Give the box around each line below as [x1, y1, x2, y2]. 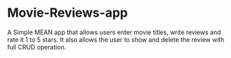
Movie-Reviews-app [7, 5, 128, 21]
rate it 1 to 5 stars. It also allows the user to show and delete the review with [7, 35, 225, 43]
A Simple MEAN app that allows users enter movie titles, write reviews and [7, 28, 221, 36]
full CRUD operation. [7, 43, 66, 51]
